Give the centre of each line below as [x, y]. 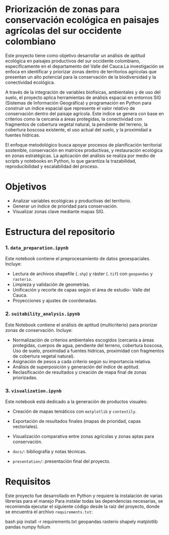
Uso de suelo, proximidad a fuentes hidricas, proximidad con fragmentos [88, 351]
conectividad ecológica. [30, 82]
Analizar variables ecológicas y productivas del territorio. [72, 201]
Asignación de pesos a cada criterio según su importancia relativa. [82, 361]
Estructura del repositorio [60, 232]
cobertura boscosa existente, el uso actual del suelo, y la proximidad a [78, 129]
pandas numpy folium [28, 527]
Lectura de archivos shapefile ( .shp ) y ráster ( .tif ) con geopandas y [82, 274]
